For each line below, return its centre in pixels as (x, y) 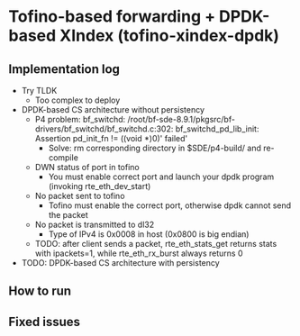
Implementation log (64, 69)
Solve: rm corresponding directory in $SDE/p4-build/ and (155, 148)
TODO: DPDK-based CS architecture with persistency (120, 263)
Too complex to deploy (77, 100)
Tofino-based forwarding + (112, 17)
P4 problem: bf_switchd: (80, 119)
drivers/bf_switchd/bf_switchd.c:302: (104, 129)
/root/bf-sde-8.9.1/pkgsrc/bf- (182, 119)
